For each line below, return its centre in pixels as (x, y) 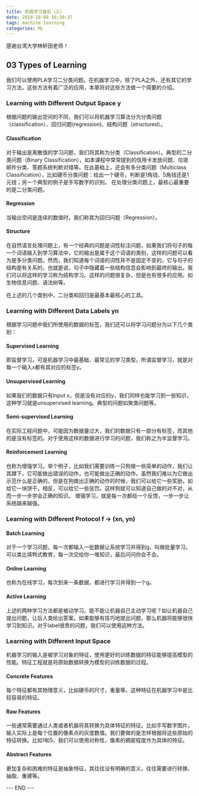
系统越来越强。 (24, 504)
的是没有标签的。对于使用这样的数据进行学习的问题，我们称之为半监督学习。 (99, 438)
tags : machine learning (36, 23)
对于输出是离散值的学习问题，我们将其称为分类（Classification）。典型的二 (97, 152)
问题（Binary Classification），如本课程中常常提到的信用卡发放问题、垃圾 (99, 160)
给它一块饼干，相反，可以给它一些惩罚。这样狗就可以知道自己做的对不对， (97, 489)
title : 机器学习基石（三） (36, 12)
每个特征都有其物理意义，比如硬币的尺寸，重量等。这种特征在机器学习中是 (97, 690)
